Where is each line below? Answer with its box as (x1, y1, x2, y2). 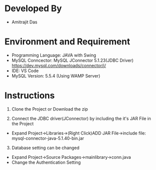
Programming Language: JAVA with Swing (11, 52, 97, 58)
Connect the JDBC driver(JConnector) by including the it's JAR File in (11, 115, 151, 121)
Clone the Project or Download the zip (11, 106, 88, 112)
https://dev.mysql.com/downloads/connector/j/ (11, 62, 106, 68)
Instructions (4, 90, 55, 101)
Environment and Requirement (4, 36, 130, 47)
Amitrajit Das (11, 19, 37, 25)
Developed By (4, 3, 62, 14)
